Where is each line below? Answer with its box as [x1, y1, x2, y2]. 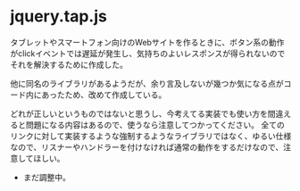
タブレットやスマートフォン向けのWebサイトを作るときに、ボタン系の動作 [10, 37, 285, 47]
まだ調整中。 [22, 171, 71, 182]
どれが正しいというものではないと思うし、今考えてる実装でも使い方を [10, 108, 269, 119]
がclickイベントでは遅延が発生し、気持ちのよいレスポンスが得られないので [10, 47, 286, 59]
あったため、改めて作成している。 [40, 89, 167, 100]
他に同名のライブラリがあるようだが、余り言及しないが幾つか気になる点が [10, 78, 284, 88]
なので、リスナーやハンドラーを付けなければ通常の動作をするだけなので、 [10, 141, 284, 153]
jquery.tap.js [10, 6, 108, 27]
